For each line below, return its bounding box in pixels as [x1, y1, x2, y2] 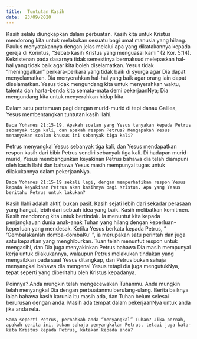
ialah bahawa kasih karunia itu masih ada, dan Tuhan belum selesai [6, 292, 169, 299]
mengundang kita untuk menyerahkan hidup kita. [6, 93, 125, 100]
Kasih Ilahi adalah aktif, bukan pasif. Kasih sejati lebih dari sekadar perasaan [6, 200, 191, 207]
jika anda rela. [6, 305, 40, 312]
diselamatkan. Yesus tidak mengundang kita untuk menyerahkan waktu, [6, 80, 180, 87]
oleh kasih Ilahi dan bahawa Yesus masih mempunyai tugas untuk [6, 162, 165, 169]
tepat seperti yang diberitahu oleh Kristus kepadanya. [6, 269, 137, 276]
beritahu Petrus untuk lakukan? [6, 189, 86, 195]
